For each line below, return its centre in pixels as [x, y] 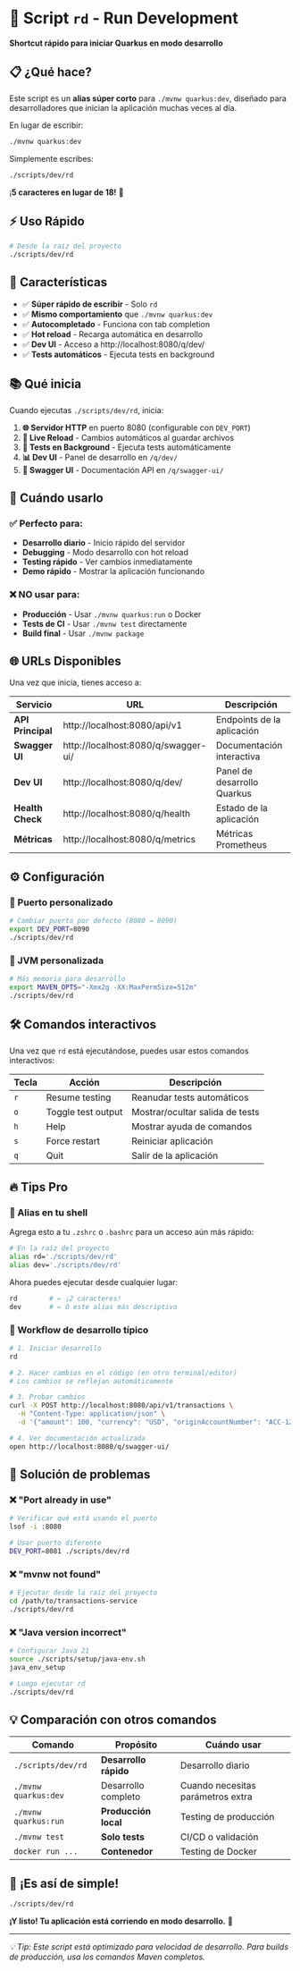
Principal [33, 731]
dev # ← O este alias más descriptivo [93, 1307]
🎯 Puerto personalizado [61, 902]
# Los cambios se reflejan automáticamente [92, 1381]
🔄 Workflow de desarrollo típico [79, 1330]
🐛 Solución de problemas [80, 1475]
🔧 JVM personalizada [57, 960]
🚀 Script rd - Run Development [124, 18]
